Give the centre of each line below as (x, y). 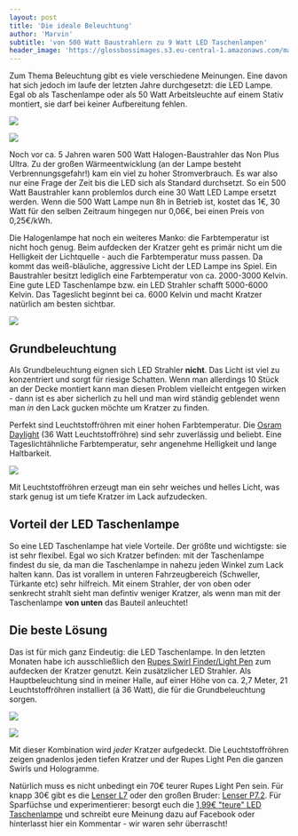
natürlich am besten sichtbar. (63, 304)
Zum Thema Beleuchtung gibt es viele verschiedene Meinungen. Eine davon (149, 76)
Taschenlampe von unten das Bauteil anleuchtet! (99, 602)
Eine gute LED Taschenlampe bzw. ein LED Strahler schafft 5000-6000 (139, 285)
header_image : (35, 51)
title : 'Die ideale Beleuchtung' (71, 26)
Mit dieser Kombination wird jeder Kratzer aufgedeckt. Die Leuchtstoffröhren (149, 749)
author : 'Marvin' (41, 34)
